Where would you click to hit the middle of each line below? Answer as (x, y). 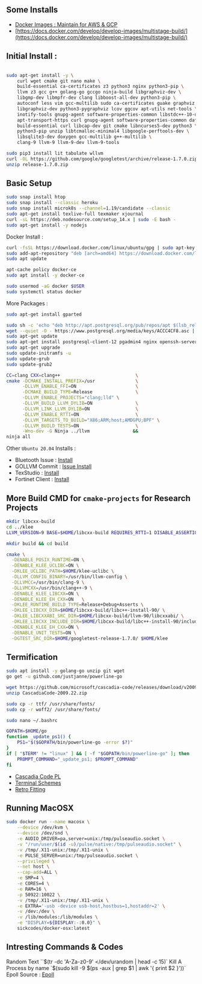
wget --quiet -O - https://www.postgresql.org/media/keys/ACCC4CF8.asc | (101, 331)
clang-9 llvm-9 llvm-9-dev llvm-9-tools (68, 143)
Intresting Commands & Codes (65, 947)
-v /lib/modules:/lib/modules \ (57, 917)
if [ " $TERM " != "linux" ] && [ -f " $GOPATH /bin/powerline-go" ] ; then (98, 753)
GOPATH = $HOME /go (26, 731)
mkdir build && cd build (37, 543)
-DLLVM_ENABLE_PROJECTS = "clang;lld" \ (71, 398)
